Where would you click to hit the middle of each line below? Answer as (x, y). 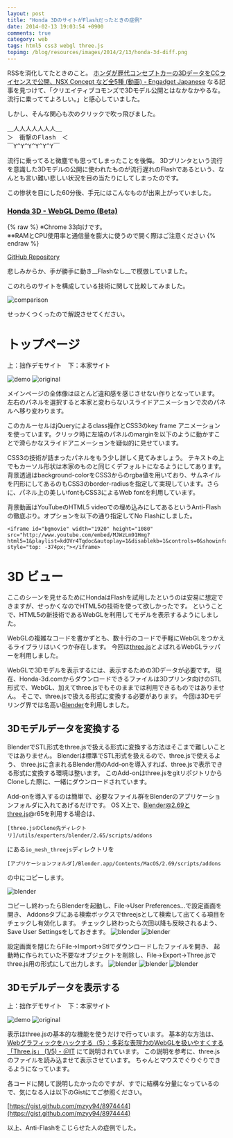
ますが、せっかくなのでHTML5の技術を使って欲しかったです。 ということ (118, 606)
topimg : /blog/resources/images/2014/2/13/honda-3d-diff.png (97, 53)
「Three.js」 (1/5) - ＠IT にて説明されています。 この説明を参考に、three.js (114, 1051)
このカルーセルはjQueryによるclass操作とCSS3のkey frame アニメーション (114, 426)
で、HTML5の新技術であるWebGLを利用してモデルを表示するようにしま (110, 615)
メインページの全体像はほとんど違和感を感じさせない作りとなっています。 (113, 393)
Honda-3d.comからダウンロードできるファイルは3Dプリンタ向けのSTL (120, 679)
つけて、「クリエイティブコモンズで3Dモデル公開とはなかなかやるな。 (124, 90)
